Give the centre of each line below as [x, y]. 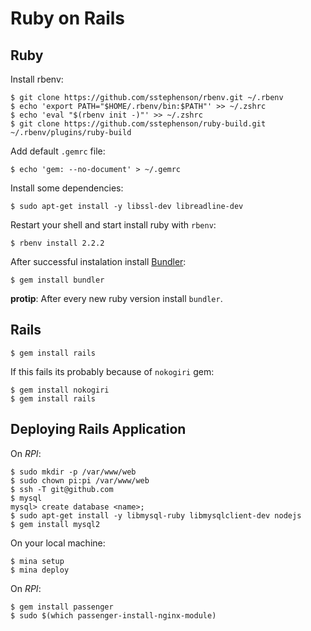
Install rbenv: [37, 79]
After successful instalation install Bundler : [98, 261]
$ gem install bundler [57, 280]
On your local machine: [58, 543]
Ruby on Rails [68, 18]
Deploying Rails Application [98, 429]
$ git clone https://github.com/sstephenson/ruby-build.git [138, 124]
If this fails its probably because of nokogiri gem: [112, 371]
